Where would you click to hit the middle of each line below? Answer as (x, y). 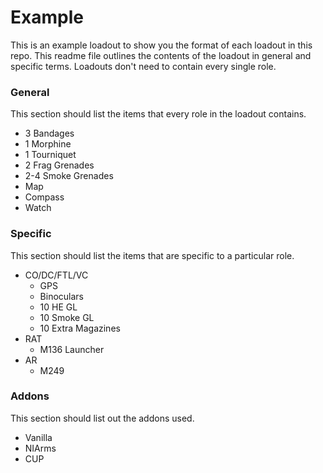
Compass (44, 197)
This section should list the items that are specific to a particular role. (152, 255)
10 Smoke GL (67, 317)
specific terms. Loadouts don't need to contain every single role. (143, 66)
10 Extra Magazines (80, 328)
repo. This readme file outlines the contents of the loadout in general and (161, 55)
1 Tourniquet (50, 155)
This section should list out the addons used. (102, 418)
